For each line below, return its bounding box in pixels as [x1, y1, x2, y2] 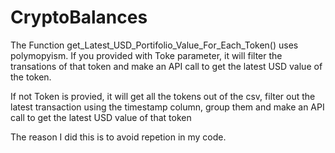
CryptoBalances [10, 6, 148, 29]
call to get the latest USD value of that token [10, 111, 192, 123]
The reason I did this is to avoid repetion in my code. [10, 131, 227, 143]
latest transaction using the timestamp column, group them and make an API [10, 101, 325, 113]
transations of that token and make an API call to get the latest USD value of [10, 60, 323, 72]
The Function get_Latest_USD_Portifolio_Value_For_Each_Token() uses [10, 39, 299, 51]
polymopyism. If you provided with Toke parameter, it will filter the [10, 49, 283, 61]
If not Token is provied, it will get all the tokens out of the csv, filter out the [10, 90, 316, 102]
